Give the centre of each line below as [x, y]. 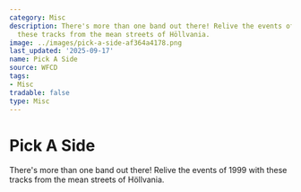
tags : [19, 76]
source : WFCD [34, 68]
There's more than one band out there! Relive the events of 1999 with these [148, 170]
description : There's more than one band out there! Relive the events [146, 26]
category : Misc [38, 17]
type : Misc [30, 101]
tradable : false [39, 92]
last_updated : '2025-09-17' [62, 51]
